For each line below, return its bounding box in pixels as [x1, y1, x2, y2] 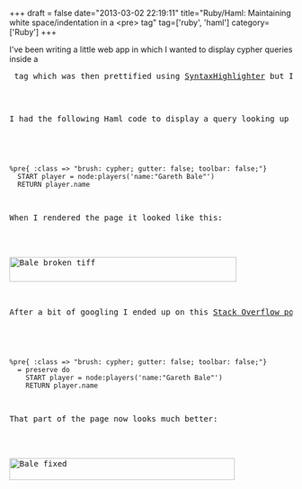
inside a [9, 54, 39, 64]
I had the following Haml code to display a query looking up [9, 114, 289, 124]
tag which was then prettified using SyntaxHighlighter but [13, 71, 285, 81]
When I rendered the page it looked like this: [9, 213, 223, 223]
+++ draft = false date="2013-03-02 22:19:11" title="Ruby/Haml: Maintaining [9, 8, 292, 18]
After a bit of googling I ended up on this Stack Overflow [9, 307, 280, 317]
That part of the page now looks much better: [9, 413, 218, 423]
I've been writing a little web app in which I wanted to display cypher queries [9, 44, 293, 55]
